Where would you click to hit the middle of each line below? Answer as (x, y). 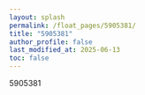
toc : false (29, 58)
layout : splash (37, 17)
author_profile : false (51, 42)
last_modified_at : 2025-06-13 (65, 50)
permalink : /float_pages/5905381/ (73, 26)
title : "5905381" (41, 33)
